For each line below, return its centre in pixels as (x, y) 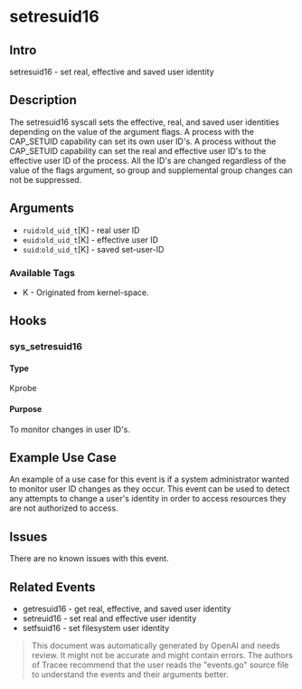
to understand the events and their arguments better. (130, 675)
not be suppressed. (46, 179)
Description (43, 100)
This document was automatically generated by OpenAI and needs (156, 646)
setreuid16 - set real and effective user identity (109, 618)
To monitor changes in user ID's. (70, 429)
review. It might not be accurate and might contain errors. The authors (162, 656)
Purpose (26, 409)
